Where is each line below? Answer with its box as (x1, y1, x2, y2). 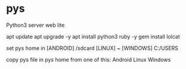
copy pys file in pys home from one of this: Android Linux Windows (6, 56, 171, 63)
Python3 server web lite (6, 21, 65, 29)
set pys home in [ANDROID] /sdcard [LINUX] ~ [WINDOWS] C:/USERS (6, 44, 179, 52)
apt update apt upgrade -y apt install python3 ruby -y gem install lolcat (6, 33, 180, 40)
